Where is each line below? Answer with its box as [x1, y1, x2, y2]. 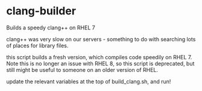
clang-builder [6, 4, 77, 18]
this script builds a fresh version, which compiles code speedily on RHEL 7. [6, 53, 192, 60]
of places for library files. [6, 42, 69, 49]
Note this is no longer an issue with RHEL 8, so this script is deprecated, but [6, 60, 195, 67]
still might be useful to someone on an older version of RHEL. [6, 66, 159, 73]
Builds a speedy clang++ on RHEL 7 [6, 24, 95, 31]
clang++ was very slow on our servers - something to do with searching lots [6, 35, 196, 43]
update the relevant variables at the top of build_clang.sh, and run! [6, 78, 171, 85]
